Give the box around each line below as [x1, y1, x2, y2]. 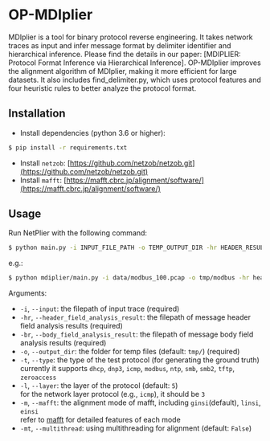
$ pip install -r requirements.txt [8, 143, 128, 152]
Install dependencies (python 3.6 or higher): [19, 128, 166, 137]
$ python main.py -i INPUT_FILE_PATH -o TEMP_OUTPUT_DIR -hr [8, 243, 218, 252]
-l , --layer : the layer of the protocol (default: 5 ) [19, 381, 178, 390]
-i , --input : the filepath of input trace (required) [19, 304, 180, 314]
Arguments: [8, 288, 47, 298]
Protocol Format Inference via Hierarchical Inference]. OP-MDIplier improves [8, 58, 261, 67]
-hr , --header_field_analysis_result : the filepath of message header [19, 312, 252, 322]
